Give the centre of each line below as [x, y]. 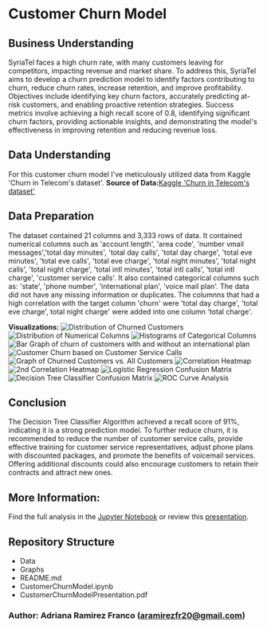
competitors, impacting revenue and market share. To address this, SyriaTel [132, 71]
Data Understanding [60, 155]
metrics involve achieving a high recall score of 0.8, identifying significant [129, 113]
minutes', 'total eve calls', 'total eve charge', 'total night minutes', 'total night [132, 260]
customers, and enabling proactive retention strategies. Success [128, 105]
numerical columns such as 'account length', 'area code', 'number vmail [126, 244]
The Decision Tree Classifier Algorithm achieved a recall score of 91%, [124, 422]
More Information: [55, 497]
